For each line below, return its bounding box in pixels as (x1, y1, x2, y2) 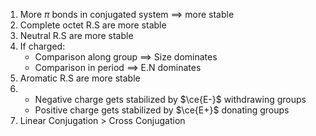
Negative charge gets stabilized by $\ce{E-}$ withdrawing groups (34, 94, 307, 105)
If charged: (19, 40, 66, 52)
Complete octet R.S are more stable (19, 19, 167, 31)
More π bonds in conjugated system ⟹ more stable (19, 9, 235, 20)
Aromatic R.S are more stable (19, 72, 141, 84)
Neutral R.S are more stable (19, 30, 134, 41)
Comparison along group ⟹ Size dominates (34, 51, 218, 63)
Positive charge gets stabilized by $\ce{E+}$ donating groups (34, 104, 290, 116)
